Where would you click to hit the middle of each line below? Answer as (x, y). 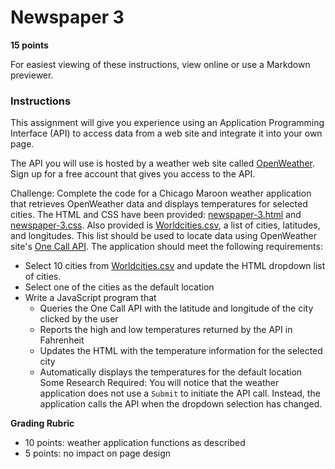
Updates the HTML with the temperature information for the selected (181, 351)
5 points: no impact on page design (98, 453)
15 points (29, 45)
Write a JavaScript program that (90, 298)
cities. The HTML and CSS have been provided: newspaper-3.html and (156, 215)
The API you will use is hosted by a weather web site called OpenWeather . (163, 163)
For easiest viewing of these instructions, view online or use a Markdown (160, 64)
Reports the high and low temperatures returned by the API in (166, 330)
